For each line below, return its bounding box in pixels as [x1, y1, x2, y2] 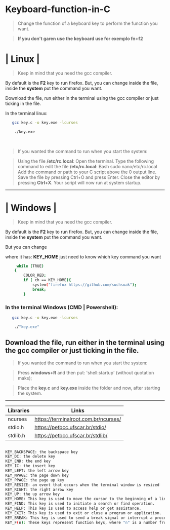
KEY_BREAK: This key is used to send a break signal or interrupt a [5, 515, 153, 520]
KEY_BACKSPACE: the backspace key [5, 449, 78, 455]
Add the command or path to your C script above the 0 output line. [17, 169, 157, 175]
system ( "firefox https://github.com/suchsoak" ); [32, 282, 137, 287]
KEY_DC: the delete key [5, 454, 56, 459]
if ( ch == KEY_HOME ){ [23, 278, 71, 283]
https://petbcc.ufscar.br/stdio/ [34, 424, 106, 431]
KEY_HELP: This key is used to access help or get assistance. [5, 506, 142, 511]
